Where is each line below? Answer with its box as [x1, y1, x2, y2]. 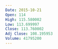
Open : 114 [5, 12, 26, 17]
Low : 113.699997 [5, 21, 39, 27]
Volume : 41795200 [5, 36, 42, 41]
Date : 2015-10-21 [5, 7, 42, 13]
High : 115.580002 [5, 17, 42, 22]
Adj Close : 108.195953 [5, 31, 53, 36]
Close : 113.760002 [5, 27, 44, 32]
